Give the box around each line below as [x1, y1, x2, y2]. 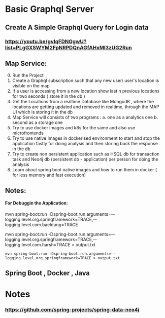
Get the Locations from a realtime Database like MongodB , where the [12, 99, 154, 105]
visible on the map [12, 83, 50, 89]
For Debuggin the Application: [5, 200, 68, 206]
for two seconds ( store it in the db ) [12, 93, 85, 99]
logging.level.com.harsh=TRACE [5, 241, 70, 247]
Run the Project [12, 73, 44, 79]
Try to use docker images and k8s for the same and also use [12, 125, 135, 131]
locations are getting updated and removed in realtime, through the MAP [12, 104, 159, 110]
